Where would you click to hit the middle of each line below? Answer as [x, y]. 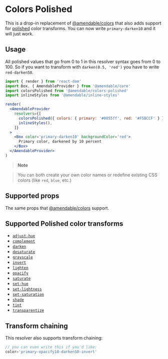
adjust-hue [24, 236]
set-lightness [27, 289]
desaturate [24, 252]
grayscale [23, 257]
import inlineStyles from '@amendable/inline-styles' [62, 95]
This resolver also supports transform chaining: [54, 338]
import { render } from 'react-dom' [43, 81]
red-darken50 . [19, 72]
